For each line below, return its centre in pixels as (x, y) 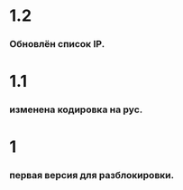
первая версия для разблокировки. (92, 176)
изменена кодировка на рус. (76, 109)
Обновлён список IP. (57, 44)
